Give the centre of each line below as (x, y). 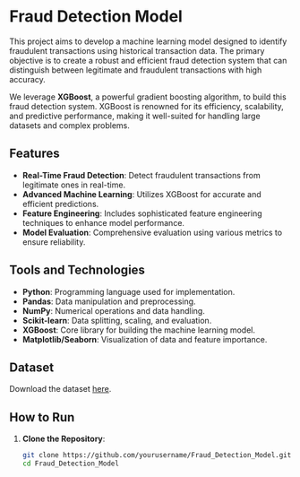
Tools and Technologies (77, 270)
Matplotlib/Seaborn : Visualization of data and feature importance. (145, 339)
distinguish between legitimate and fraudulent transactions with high (136, 70)
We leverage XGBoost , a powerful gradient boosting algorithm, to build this (148, 97)
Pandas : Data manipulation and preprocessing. (109, 301)
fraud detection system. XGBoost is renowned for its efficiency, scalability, (146, 106)
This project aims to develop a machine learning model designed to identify (148, 41)
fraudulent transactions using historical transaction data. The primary (137, 50)
